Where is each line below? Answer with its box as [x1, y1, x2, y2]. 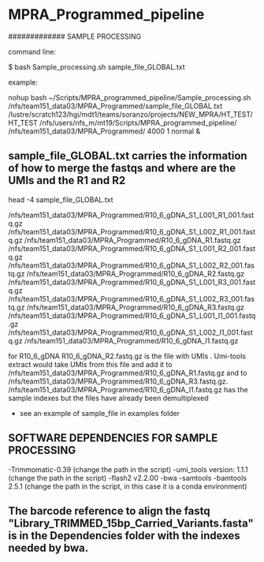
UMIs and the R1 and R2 [8, 174, 126, 187]
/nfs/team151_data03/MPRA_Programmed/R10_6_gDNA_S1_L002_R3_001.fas [8, 294, 255, 303]
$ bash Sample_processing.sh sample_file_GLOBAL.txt [8, 62, 185, 72]
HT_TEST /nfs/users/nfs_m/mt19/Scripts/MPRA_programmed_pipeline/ [8, 118, 237, 127]
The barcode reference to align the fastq [8, 504, 210, 518]
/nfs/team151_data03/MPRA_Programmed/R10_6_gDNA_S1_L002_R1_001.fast [8, 227, 256, 236]
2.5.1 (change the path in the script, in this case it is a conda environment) [8, 481, 247, 491]
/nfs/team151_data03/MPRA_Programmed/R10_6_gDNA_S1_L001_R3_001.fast [8, 277, 256, 287]
